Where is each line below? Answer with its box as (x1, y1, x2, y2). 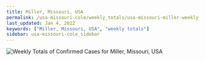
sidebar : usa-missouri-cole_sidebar (6, 31, 100, 37)
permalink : (6, 14, 34, 21)
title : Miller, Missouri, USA (6, 8, 84, 15)
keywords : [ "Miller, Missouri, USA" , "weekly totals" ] (6, 25, 150, 32)
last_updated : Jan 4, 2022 (6, 20, 75, 26)
